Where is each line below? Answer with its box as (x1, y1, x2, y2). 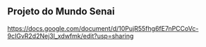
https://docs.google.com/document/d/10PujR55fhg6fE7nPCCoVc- (7, 24, 199, 32)
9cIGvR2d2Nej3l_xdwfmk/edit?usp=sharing (7, 32, 134, 40)
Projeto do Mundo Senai (7, 6, 115, 18)
